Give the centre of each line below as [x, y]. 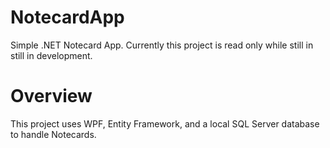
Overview [51, 96]
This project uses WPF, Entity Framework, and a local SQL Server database [165, 123]
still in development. [51, 55]
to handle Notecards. [53, 134]
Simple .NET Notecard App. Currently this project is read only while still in [162, 45]
